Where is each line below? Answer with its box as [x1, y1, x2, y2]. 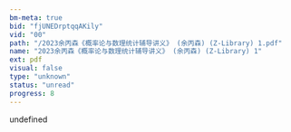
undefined [9, 114, 48, 125]
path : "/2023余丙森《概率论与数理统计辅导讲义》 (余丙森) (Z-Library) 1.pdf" [9, 38, 283, 48]
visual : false [9, 64, 63, 73]
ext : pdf [9, 55, 43, 64]
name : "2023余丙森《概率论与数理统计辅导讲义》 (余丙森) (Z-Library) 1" [9, 47, 263, 56]
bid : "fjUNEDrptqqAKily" [9, 22, 103, 31]
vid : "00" [9, 30, 47, 39]
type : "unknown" [9, 72, 71, 81]
